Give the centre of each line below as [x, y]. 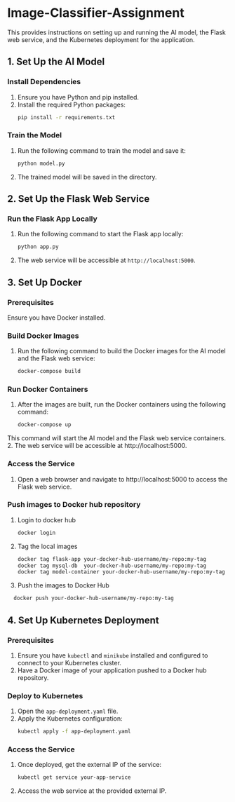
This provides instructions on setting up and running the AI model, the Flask [117, 32]
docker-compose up [44, 425]
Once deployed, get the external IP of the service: [89, 765]
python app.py [38, 247]
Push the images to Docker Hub [63, 585]
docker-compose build [49, 372]
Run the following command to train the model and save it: [101, 150]
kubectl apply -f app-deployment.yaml [74, 732]
